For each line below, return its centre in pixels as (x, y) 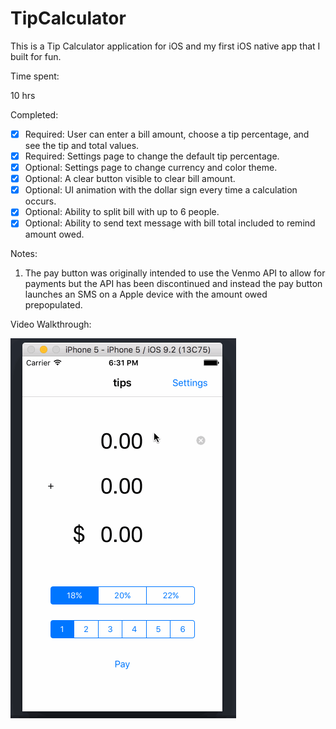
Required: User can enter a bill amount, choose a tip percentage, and (167, 134)
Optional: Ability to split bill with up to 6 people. (122, 212)
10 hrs (23, 95)
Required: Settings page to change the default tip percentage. (152, 156)
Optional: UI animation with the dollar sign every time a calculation (161, 190)
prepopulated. (53, 305)
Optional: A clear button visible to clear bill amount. (130, 179)
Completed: (34, 114)
